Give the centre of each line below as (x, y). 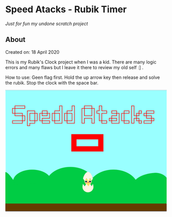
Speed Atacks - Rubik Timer (66, 9)
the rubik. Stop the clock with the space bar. (52, 82)
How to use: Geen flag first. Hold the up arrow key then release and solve (83, 77)
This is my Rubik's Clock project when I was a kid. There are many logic (81, 62)
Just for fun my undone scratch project (47, 24)
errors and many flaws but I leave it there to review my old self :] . (74, 67)
